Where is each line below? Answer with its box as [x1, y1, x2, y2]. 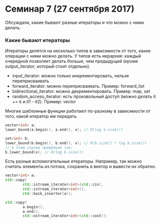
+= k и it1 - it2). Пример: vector [12, 99, 77, 105]
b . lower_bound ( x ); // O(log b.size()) [5, 149, 84, 154]
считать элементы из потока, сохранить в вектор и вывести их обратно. [5, 164, 157, 169]
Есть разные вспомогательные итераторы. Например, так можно [5, 158, 142, 164]
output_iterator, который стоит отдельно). [5, 63, 91, 69]
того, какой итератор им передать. [5, 113, 78, 119]
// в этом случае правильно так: [5, 145, 73, 150]
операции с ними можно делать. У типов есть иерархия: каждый [5, 53, 141, 59]
